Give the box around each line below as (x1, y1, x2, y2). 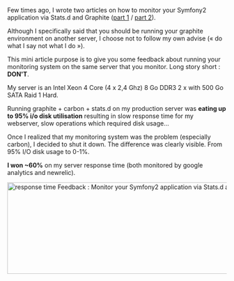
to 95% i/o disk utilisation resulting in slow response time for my (7, 112, 194, 120)
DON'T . (7, 70, 29, 78)
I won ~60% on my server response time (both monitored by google (7, 161, 203, 169)
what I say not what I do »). (7, 42, 85, 50)
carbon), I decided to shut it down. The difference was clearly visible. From (7, 140, 223, 149)
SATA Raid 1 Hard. (7, 91, 59, 99)
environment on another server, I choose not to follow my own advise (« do (7, 34, 223, 43)
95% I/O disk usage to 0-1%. (7, 148, 90, 155)
